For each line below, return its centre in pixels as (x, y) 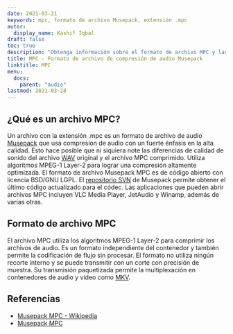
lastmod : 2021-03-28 (37, 91)
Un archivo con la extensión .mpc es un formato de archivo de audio (105, 135)
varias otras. (25, 202)
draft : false (26, 39)
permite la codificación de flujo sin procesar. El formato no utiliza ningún (111, 255)
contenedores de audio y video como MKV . (69, 277)
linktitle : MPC (29, 65)
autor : (17, 26)
